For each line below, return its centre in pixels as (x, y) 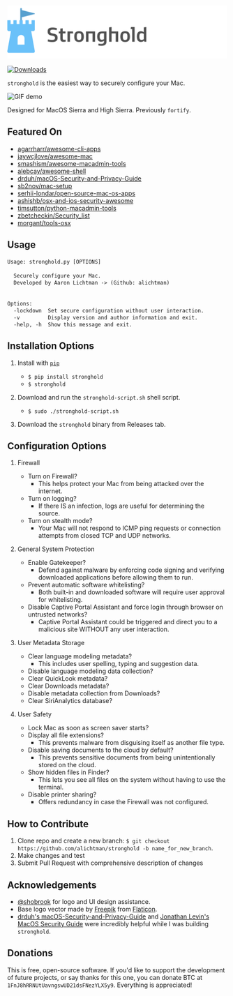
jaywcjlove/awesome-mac (55, 156)
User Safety (35, 714)
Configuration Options (57, 446)
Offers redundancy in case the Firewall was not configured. (123, 802)
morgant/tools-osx (44, 222)
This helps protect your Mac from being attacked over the (121, 484)
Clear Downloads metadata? (68, 686)
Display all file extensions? (66, 735)
